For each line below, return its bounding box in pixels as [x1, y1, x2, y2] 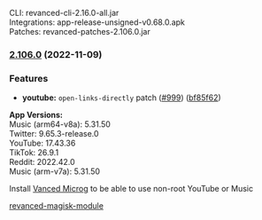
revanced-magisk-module [9, 200, 104, 211]
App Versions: [9, 110, 64, 121]
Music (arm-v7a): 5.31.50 [9, 166, 100, 177]
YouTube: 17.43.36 [9, 137, 76, 149]
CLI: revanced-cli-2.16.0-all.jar [9, 8, 119, 18]
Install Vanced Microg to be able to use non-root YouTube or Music [9, 184, 254, 194]
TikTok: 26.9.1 [9, 147, 59, 158]
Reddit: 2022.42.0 [9, 157, 75, 168]
